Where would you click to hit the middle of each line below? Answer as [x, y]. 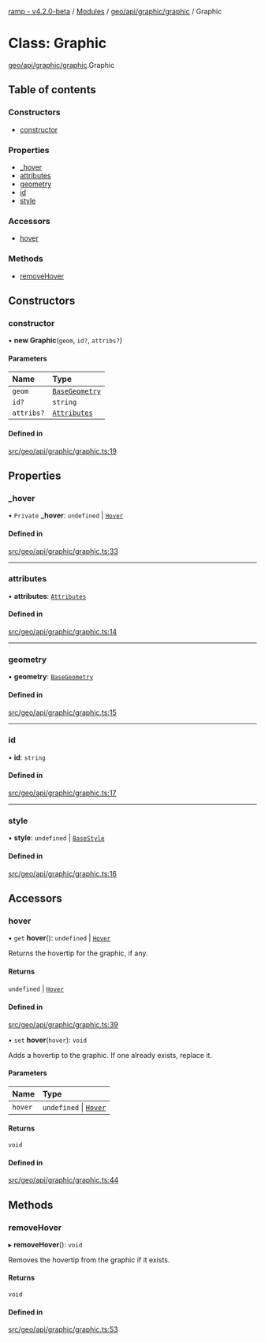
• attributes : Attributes [47, 596]
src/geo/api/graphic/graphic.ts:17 [62, 793]
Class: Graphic [58, 43]
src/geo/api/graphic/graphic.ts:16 [62, 873]
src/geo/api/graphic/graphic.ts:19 [62, 451]
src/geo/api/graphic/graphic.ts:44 [63, 1180]
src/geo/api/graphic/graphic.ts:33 [63, 551]
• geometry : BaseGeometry [51, 677]
